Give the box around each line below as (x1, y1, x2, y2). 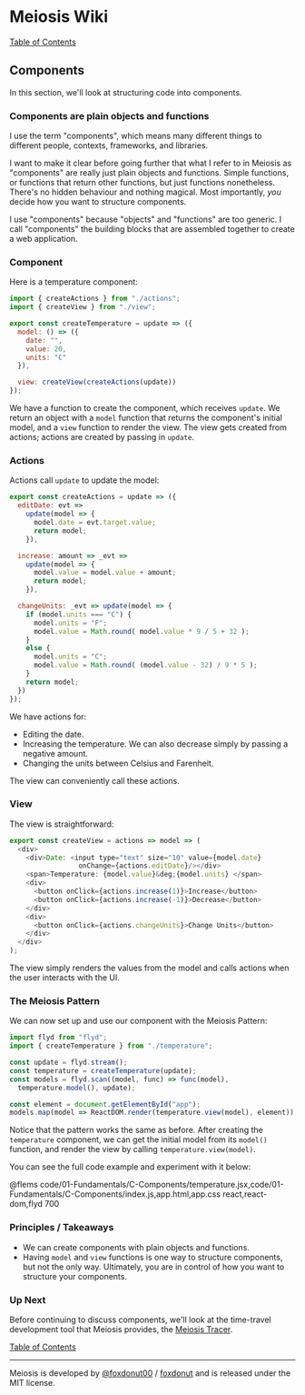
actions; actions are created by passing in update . (9, 432, 195, 443)
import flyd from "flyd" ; (9, 1033, 107, 1042)
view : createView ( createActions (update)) (17, 377, 177, 387)
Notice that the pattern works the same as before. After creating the (9, 1125, 263, 1136)
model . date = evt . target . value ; (33, 518, 156, 527)
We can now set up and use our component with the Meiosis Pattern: (9, 1016, 268, 1027)
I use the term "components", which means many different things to (9, 130, 262, 142)
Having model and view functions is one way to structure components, (22, 1251, 283, 1262)
